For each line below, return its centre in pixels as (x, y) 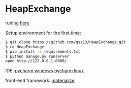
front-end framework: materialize (40, 81)
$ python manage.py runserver (37, 56)
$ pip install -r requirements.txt (43, 51)
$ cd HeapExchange (25, 47)
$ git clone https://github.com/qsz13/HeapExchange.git (65, 42)
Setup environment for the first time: (43, 33)
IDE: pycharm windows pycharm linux (45, 71)
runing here (17, 23)
